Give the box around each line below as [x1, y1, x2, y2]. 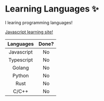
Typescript [8, 57, 33, 63]
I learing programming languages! [5, 19, 73, 25]
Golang [12, 64, 29, 71]
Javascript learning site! [5, 29, 53, 35]
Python [12, 72, 29, 79]
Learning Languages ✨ [5, 3, 99, 14]
